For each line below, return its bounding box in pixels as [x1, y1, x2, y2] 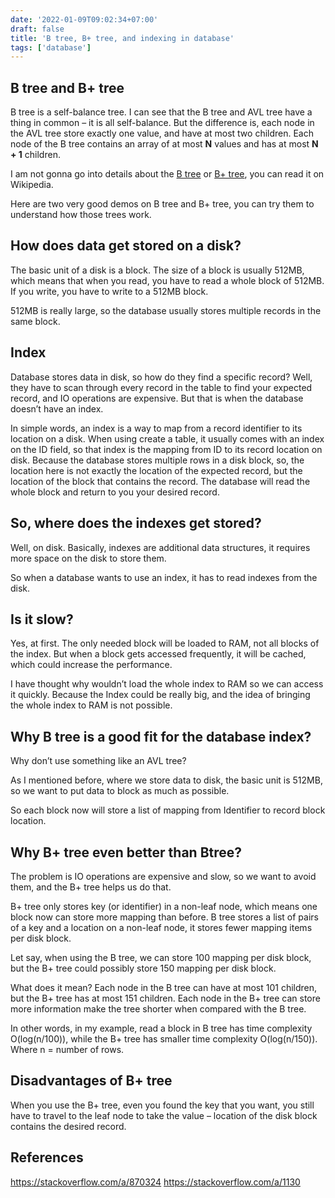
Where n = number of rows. [10, 1043, 125, 1055]
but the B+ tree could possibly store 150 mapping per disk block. [10, 962, 277, 974]
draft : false [10, 24, 65, 34]
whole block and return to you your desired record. [10, 486, 220, 498]
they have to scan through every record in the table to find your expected [10, 381, 313, 393]
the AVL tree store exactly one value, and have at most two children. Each [10, 127, 315, 140]
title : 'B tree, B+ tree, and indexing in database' [10, 33, 235, 43]
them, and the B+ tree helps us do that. [10, 881, 172, 893]
